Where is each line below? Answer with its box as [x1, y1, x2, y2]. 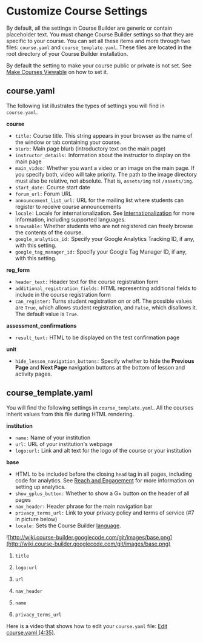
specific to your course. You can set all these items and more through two [6, 37, 191, 44]
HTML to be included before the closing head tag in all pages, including [15, 470, 192, 478]
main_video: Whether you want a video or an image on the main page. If [15, 164, 195, 171]
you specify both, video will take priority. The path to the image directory [15, 171, 197, 178]
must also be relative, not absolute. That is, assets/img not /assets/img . [15, 177, 194, 184]
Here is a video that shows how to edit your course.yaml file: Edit [6, 622, 168, 629]
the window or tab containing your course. [15, 138, 121, 146]
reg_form [6, 266, 30, 274]
